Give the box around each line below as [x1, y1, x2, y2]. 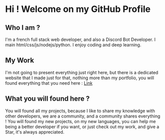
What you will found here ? [5, 95, 90, 103]
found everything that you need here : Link [5, 80, 93, 86]
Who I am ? [5, 23, 40, 32]
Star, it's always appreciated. [5, 129, 65, 135]
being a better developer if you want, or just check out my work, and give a [5, 124, 160, 130]
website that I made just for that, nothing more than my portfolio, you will [5, 75, 155, 81]
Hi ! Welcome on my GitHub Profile [5, 3, 151, 15]
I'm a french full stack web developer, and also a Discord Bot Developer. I [5, 36, 156, 42]
